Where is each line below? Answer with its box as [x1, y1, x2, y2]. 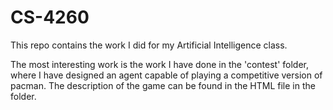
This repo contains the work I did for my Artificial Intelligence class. [10, 39, 288, 51]
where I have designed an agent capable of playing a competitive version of [10, 69, 323, 81]
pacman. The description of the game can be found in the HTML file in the [10, 79, 316, 91]
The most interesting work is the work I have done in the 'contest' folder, [10, 58, 310, 70]
